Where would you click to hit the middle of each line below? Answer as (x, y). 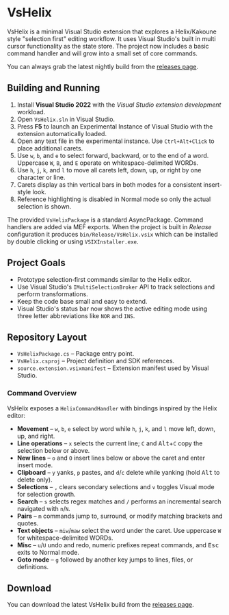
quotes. (28, 523)
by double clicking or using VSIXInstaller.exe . (73, 241)
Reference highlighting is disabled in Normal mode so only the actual (114, 199)
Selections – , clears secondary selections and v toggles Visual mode (116, 486)
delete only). (35, 480)
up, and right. (36, 436)
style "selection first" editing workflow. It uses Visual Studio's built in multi (112, 38)
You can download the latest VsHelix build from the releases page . (100, 605)
